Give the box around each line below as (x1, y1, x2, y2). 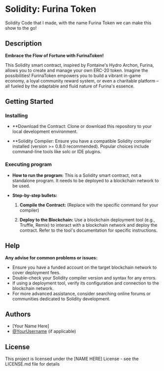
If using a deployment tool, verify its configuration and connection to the (12, 280, 159, 286)
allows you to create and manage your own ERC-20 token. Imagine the (5, 67, 148, 73)
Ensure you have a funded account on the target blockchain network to (12, 264, 157, 270)
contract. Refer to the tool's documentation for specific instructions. (19, 227, 158, 233)
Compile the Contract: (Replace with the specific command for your (19, 202, 159, 208)
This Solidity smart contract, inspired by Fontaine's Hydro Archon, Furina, (5, 62, 154, 68)
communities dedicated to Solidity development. (12, 295, 111, 302)
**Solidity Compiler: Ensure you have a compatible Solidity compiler (12, 138, 152, 144)
